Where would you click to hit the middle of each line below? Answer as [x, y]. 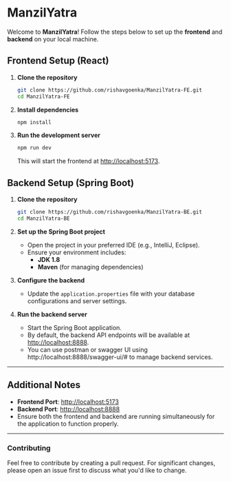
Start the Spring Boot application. [75, 327]
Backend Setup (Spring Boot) [70, 183]
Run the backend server [52, 314]
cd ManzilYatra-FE [43, 96]
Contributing [29, 448]
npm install [34, 122]
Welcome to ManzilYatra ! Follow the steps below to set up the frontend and [115, 32]
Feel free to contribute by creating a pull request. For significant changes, [111, 462]
